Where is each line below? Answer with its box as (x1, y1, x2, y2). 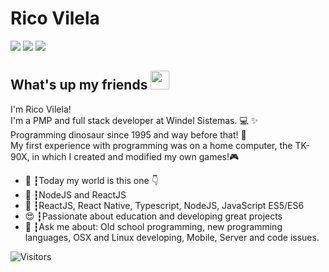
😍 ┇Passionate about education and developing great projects (24, 210, 283, 222)
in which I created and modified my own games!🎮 (31, 150, 240, 162)
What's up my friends (10, 77, 148, 94)
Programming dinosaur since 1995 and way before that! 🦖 (10, 128, 247, 141)
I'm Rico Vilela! (10, 103, 72, 115)
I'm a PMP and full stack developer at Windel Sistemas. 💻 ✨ (10, 114, 259, 126)
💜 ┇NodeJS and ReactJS (24, 188, 127, 201)
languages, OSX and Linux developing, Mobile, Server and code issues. (24, 231, 320, 243)
